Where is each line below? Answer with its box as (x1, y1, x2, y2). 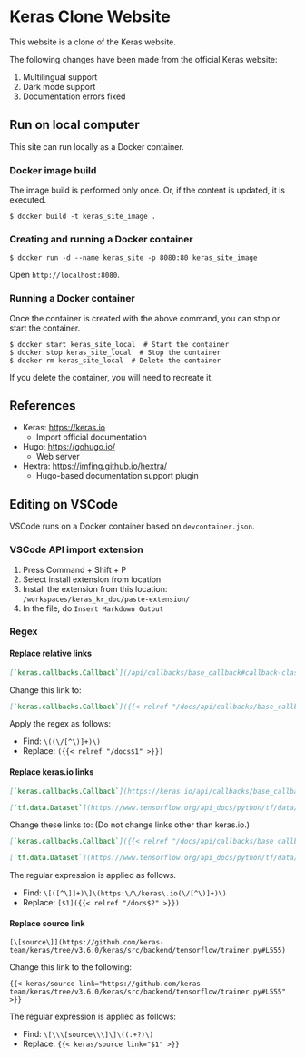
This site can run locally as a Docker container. (9, 141, 184, 152)
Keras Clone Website (9, 6, 171, 27)
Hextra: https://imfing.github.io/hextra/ (22, 460, 168, 471)
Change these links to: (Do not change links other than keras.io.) (9, 819, 251, 830)
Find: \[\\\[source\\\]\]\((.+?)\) (22, 1029, 154, 1040)
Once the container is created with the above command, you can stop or (9, 312, 280, 323)
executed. (9, 194, 47, 205)
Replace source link (9, 917, 85, 928)
